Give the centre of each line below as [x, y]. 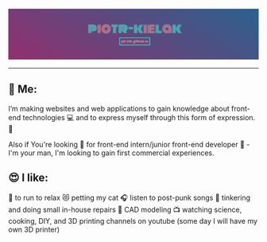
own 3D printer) [34, 229]
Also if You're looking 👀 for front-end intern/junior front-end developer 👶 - [129, 144]
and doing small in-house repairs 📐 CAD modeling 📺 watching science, [125, 209]
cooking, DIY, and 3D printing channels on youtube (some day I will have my [133, 221]
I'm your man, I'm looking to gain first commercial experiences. [111, 153]
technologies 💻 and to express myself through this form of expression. [139, 117]
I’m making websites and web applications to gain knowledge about [119, 108]
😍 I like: [29, 178]
